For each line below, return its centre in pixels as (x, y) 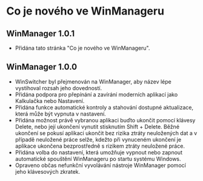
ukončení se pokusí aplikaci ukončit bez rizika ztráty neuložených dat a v (106, 133)
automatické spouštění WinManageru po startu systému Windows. (98, 159)
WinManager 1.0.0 (42, 67)
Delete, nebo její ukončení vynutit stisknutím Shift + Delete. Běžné (97, 127)
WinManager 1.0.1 (41, 34)
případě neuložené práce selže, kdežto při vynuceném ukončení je (98, 139)
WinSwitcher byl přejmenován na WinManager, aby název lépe (93, 81)
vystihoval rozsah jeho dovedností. (58, 88)
